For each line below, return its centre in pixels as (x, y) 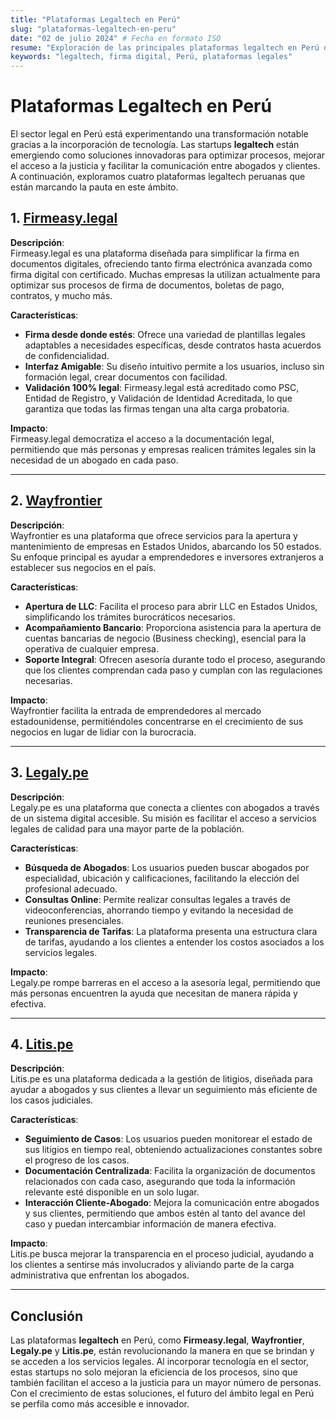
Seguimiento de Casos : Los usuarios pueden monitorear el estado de (168, 1139)
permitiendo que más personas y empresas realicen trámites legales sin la (163, 449)
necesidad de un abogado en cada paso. (94, 460)
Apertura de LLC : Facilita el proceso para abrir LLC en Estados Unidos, (171, 606)
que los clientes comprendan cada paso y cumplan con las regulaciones (173, 670)
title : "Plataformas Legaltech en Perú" (96, 19)
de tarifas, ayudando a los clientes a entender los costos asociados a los (174, 942)
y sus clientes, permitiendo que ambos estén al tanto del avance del (165, 1213)
